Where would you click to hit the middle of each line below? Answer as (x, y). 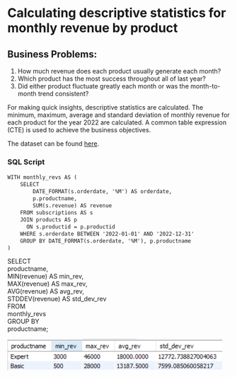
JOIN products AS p (49, 220)
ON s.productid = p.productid (70, 227)
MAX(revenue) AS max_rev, (47, 284)
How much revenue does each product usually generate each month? (119, 71)
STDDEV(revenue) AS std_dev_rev (57, 299)
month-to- (205, 86)
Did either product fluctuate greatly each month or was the (103, 86)
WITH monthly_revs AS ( (42, 178)
